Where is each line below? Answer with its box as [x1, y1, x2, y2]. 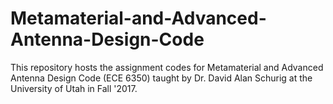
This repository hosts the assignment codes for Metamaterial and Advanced [10, 61, 324, 73]
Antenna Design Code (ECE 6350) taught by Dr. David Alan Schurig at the [10, 72, 313, 84]
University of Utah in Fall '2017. [10, 82, 138, 94]
